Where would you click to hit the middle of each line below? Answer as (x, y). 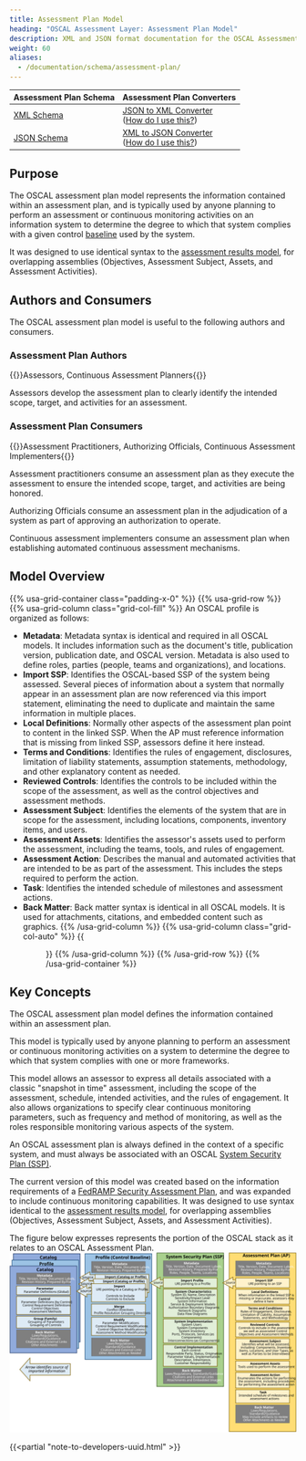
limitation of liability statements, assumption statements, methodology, (155, 761)
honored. (26, 493)
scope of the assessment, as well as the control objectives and (141, 790)
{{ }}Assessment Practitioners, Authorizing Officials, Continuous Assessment (153, 446)
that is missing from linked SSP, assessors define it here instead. (144, 742)
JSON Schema (41, 138)
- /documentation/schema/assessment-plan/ (99, 68)
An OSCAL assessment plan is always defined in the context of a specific (147, 1144)
